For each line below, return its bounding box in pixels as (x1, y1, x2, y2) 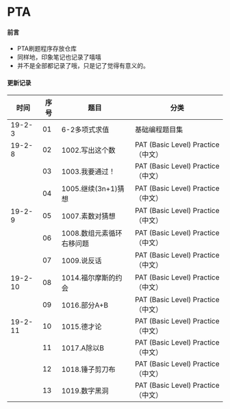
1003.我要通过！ (61, 166, 116, 176)
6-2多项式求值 (61, 125, 110, 134)
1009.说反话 (61, 256, 102, 265)
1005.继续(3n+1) (61, 184, 118, 193)
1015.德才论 (61, 321, 102, 331)
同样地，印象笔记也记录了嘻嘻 (16, 53, 101, 62)
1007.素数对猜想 (61, 211, 116, 221)
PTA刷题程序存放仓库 (16, 45, 77, 53)
